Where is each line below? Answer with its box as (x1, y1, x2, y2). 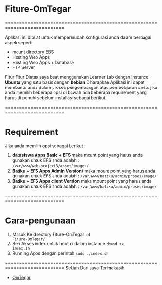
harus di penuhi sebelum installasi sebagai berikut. (5, 94, 107, 101)
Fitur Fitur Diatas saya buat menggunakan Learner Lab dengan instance (5, 74, 149, 80)
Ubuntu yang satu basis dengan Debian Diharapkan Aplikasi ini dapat (5, 79, 144, 85)
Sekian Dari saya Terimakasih (65, 265, 125, 271)
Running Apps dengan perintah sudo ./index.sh (12, 250, 108, 256)
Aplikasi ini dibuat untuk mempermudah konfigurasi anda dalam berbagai (5, 34, 152, 40)
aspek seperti (5, 39, 33, 45)
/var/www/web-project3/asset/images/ (12, 163, 89, 168)
